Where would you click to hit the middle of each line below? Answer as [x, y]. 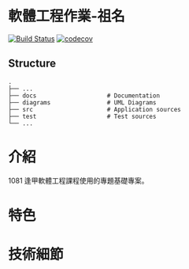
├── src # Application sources [94, 109]
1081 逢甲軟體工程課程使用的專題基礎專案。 [78, 180]
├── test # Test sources [82, 116]
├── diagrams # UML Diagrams [82, 102]
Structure [32, 64]
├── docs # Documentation [84, 96]
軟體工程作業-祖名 [67, 16]
